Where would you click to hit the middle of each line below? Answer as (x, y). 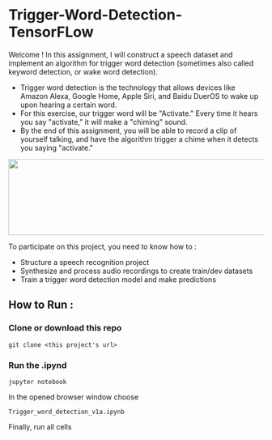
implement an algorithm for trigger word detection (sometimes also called (131, 63)
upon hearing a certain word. (68, 105)
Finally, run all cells (40, 426)
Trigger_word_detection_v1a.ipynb (67, 412)
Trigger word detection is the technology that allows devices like (128, 88)
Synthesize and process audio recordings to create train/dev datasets (136, 271)
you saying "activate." (57, 147)
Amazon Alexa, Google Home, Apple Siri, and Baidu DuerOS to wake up (139, 96)
